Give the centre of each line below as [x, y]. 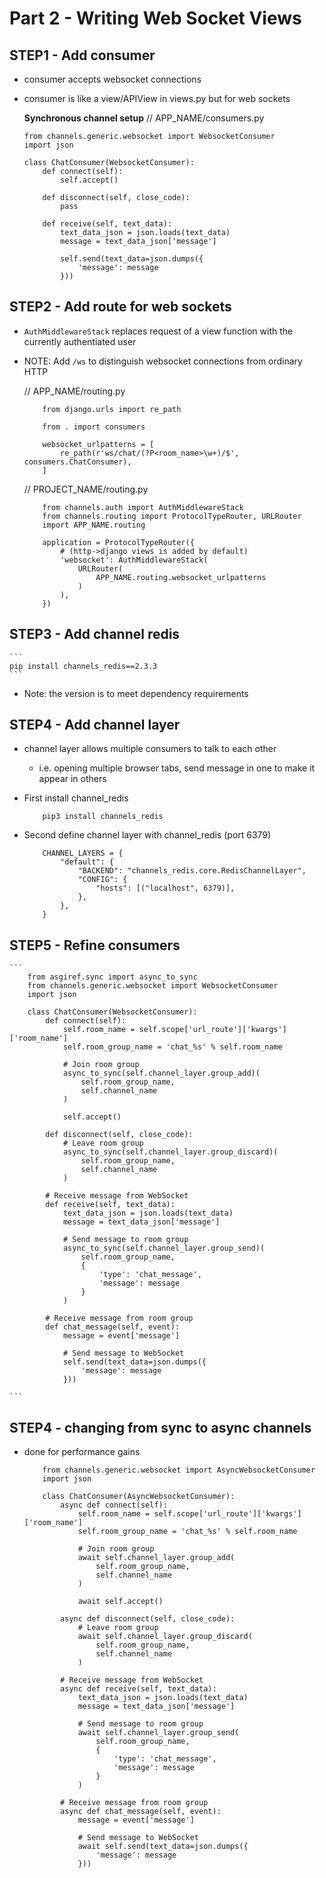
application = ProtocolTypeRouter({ [118, 542]
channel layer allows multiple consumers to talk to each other [150, 749]
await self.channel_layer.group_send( [158, 1733]
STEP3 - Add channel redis [95, 634]
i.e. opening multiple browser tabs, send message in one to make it [177, 768]
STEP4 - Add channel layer [95, 725]
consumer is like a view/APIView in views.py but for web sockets [157, 98]
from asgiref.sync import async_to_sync [112, 977]
